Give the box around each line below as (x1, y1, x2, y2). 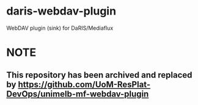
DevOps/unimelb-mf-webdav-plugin (6, 89, 149, 99)
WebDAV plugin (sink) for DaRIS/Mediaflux (6, 24, 114, 32)
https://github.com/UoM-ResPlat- (18, 79, 151, 89)
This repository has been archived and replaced (6, 70, 193, 80)
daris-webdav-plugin (6, 4, 117, 18)
